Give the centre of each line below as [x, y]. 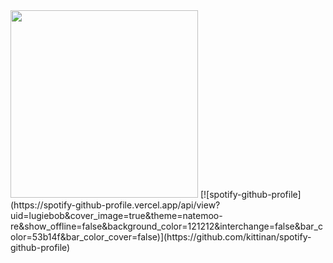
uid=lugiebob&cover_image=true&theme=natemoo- [116, 215]
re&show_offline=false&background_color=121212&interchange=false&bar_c [166, 226]
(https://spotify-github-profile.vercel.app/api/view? [115, 205]
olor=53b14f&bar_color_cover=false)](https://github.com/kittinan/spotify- [161, 237]
